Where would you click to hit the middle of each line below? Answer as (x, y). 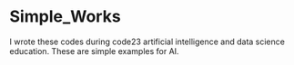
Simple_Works (65, 17)
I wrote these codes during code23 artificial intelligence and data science (147, 42)
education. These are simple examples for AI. (94, 51)
